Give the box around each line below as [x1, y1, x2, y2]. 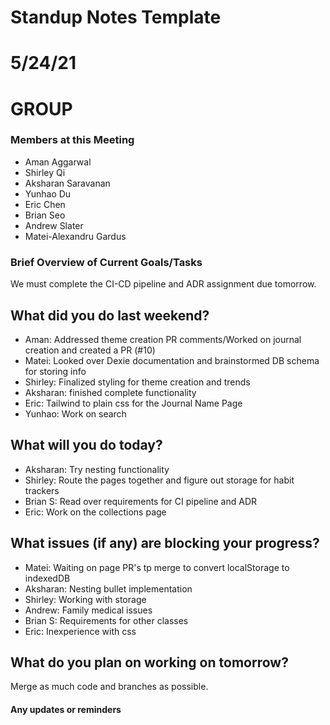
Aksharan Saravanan [24, 177, 111, 189]
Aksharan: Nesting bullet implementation [24, 582, 193, 595]
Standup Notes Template [10, 6, 222, 29]
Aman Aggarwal [24, 156, 92, 168]
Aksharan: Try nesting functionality [24, 463, 170, 475]
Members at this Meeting [10, 133, 135, 147]
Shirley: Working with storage [24, 593, 147, 605]
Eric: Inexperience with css [24, 625, 137, 637]
